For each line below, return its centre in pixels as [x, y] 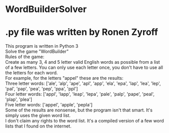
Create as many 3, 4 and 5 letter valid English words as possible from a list [83, 62]
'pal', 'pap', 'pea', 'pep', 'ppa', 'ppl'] [42, 89]
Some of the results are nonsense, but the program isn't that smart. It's [79, 110]
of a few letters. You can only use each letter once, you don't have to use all [84, 68]
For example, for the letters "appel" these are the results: [64, 78]
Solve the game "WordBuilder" [37, 52]
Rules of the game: [25, 57]
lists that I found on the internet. [38, 126]
